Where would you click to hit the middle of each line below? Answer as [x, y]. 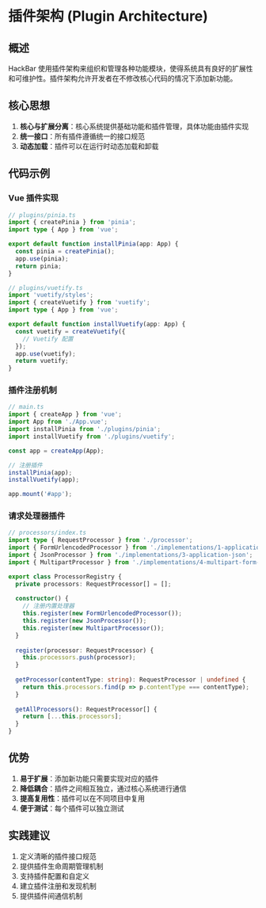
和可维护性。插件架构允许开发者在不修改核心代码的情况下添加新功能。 [123, 78]
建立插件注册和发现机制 [58, 886]
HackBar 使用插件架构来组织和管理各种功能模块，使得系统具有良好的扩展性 [131, 69]
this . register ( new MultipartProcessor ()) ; [93, 628]
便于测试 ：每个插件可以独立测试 [72, 808]
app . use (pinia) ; [42, 258]
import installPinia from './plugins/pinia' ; [84, 429]
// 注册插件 [26, 465]
